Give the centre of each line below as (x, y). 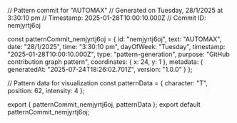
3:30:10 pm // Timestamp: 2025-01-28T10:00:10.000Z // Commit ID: (107, 18)
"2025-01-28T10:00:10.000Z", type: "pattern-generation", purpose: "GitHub (118, 54)
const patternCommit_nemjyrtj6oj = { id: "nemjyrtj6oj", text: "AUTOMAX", (115, 39)
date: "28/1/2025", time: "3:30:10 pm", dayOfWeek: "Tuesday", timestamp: (116, 47)
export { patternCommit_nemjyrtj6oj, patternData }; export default (104, 105)
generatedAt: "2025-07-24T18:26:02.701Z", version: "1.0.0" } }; (100, 69)
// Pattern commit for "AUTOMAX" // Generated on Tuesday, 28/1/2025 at (115, 10)
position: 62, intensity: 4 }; (46, 91)
